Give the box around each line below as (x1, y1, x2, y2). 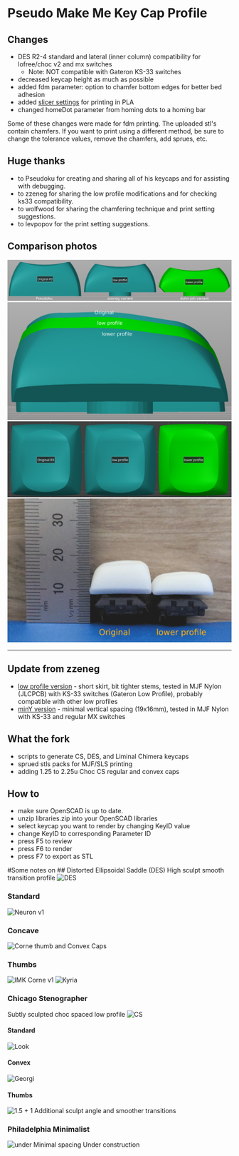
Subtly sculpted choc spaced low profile (7, 1010, 126, 1018)
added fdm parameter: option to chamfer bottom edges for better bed (17, 83, 223, 91)
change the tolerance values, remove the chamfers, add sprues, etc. (7, 134, 208, 143)
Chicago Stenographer (7, 994, 87, 1004)
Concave (7, 925, 39, 935)
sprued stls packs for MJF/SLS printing (17, 759, 133, 768)
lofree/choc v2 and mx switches (17, 60, 112, 69)
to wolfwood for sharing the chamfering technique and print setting (17, 204, 216, 213)
